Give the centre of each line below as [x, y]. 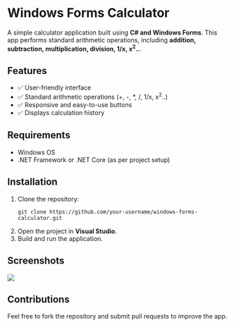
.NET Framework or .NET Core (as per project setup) [94, 159]
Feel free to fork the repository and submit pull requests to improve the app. [117, 316]
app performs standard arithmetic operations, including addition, [101, 39]
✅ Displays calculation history [61, 113]
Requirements [39, 135]
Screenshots [36, 261]
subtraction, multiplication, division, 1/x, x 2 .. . [75, 48]
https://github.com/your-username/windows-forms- [123, 212]
